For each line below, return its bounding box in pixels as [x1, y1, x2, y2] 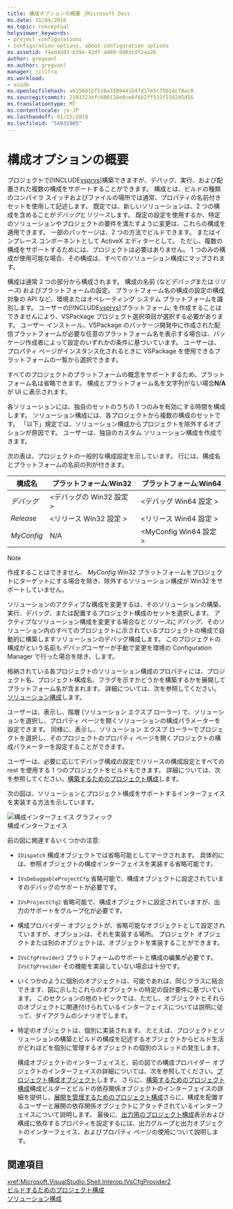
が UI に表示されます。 [7, 388, 71, 396]
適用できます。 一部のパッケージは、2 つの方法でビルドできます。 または [7, 228, 216, 237]
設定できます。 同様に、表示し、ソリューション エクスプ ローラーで [7, 725, 200, 734]
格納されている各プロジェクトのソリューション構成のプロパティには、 [7, 667, 207, 675]
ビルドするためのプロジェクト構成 [7, 1186, 105, 1194]
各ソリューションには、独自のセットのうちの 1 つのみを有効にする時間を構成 [7, 403, 226, 411]
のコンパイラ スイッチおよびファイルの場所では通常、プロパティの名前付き [7, 194, 222, 202]
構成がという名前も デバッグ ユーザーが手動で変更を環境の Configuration [7, 643, 212, 652]
